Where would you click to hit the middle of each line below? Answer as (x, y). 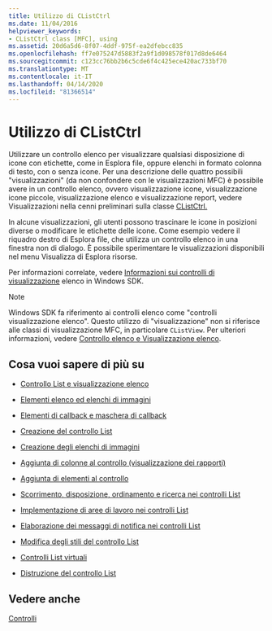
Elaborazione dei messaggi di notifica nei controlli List (110, 526)
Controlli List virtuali (54, 558)
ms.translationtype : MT (49, 69)
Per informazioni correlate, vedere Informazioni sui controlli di (112, 273)
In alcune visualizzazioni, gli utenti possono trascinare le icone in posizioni (133, 222)
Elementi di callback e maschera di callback (93, 415)
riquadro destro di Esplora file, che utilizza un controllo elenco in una (123, 239)
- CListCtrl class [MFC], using (63, 39)
